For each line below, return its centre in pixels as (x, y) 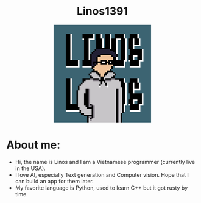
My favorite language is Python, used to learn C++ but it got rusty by (101, 188)
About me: (33, 145)
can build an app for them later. (55, 181)
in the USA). (30, 168)
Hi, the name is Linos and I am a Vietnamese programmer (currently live (105, 162)
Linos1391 (102, 11)
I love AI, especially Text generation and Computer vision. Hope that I (102, 174)
